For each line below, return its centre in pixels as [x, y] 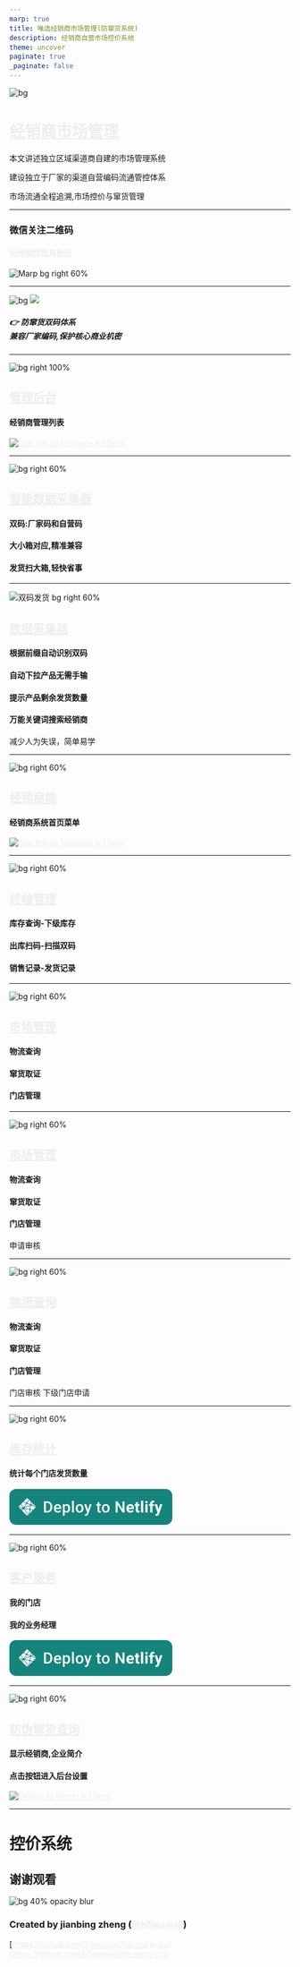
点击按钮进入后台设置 [48, 1775]
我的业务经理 [33, 1624]
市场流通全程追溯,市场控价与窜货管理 [77, 196]
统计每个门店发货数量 [48, 1474]
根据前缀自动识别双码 [48, 653]
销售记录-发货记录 [42, 968]
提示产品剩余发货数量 [48, 697]
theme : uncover [37, 47]
